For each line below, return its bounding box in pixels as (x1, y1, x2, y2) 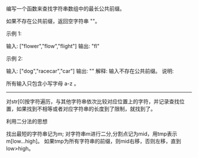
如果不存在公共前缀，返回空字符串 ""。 (6, 18, 100, 25)
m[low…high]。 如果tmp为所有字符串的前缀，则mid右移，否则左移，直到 (6, 137, 181, 144)
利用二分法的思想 (6, 118, 48, 125)
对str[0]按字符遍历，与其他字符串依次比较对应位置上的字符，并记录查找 (6, 98, 180, 105)
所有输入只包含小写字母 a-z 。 (6, 80, 80, 87)
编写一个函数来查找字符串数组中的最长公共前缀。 (6, 5, 125, 12)
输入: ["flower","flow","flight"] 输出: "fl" (6, 43, 100, 49)
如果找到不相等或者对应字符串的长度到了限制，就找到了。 (16, 105, 156, 112)
